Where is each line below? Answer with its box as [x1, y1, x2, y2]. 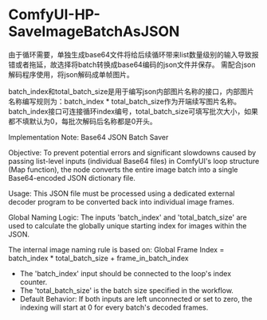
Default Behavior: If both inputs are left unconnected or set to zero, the [19, 294, 253, 303]
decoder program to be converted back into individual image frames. [8, 197, 235, 206]
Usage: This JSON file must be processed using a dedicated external [8, 189, 235, 198]
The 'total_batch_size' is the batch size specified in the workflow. [19, 285, 234, 295]
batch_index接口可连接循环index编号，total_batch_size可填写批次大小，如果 [8, 106, 259, 116]
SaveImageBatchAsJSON [8, 22, 180, 41]
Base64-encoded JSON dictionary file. [8, 173, 135, 182]
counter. [19, 277, 48, 287]
